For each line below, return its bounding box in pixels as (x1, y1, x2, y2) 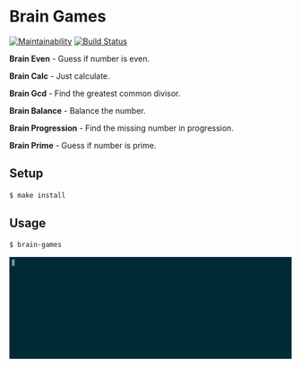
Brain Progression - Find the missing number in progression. (9, 123, 235, 133)
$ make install (9, 191, 66, 200)
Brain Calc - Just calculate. (9, 70, 110, 81)
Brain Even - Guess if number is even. (9, 53, 150, 64)
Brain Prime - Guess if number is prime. (9, 140, 157, 150)
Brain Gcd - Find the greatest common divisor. (9, 88, 181, 98)
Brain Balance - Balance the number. (9, 105, 146, 116)
